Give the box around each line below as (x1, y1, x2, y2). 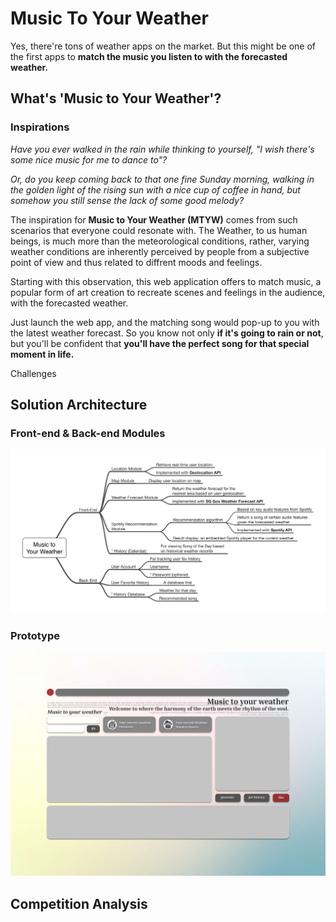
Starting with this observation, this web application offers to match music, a (10, 275, 322, 287)
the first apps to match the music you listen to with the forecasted (10, 50, 288, 62)
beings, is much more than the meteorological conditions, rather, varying (10, 235, 310, 247)
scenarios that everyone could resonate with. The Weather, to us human (10, 224, 308, 236)
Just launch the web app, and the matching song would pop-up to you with (10, 316, 320, 328)
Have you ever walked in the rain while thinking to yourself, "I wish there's (10, 143, 315, 155)
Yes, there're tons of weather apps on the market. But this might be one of (10, 40, 317, 52)
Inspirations (10, 120, 70, 134)
